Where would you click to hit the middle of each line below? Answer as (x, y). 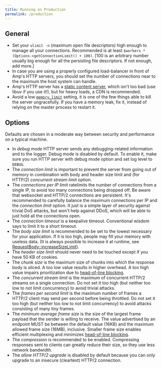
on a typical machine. (26, 139)
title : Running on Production (36, 9)
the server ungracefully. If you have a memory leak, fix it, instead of (79, 102)
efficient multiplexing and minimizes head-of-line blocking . (71, 335)
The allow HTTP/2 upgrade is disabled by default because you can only (84, 355)
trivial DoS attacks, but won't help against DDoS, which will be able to (81, 211)
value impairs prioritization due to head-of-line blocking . (68, 273)
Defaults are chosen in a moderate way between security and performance (80, 134)
